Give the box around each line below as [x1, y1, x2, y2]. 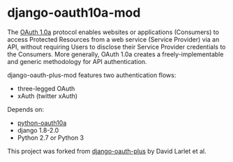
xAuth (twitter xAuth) [17, 92, 78, 100]
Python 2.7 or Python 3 [17, 133, 84, 142]
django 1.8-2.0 [17, 126, 59, 134]
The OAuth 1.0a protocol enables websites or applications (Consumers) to [7, 28, 220, 36]
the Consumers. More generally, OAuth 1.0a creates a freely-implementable [7, 50, 224, 58]
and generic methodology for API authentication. [7, 57, 148, 65]
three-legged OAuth [17, 84, 75, 92]
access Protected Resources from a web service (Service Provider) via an [7, 35, 220, 43]
